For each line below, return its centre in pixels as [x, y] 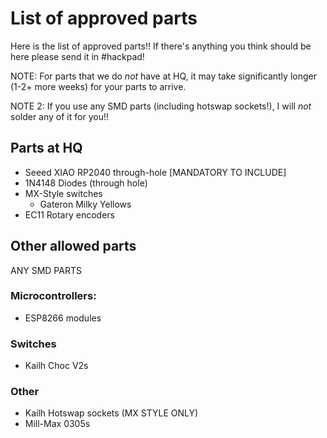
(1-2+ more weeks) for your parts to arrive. [98, 86]
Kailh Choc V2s [56, 366]
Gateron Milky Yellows [85, 204]
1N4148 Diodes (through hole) [86, 183]
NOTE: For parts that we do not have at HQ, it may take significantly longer [163, 76]
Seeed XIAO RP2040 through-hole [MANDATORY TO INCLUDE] [155, 172]
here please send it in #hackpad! [77, 56]
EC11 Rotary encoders [69, 214]
